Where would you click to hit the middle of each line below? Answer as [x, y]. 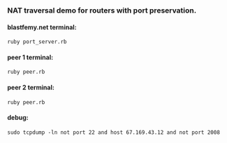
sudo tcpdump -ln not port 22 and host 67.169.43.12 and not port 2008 [113, 132]
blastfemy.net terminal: [42, 27]
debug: [18, 118]
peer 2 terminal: [31, 87]
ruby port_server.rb [37, 42]
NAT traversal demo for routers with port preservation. [102, 10]
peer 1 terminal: [30, 57]
